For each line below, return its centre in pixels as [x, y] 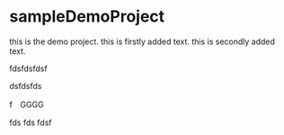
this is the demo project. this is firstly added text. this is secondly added [142, 41]
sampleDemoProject [87, 17]
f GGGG [27, 104]
